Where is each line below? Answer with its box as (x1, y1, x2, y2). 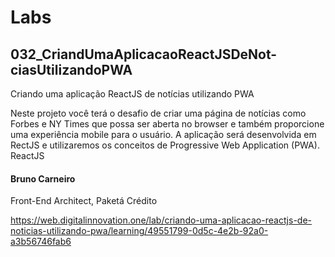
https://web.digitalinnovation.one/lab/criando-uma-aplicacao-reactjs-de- (10, 214, 312, 226)
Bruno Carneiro (10, 172, 76, 185)
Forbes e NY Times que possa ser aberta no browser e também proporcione (10, 118, 325, 130)
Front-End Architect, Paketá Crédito (10, 195, 158, 207)
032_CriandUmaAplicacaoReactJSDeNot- (10, 46, 278, 63)
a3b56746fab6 (10, 236, 72, 248)
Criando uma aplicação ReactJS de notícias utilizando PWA (10, 88, 255, 100)
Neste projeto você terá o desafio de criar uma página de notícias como (10, 107, 307, 119)
